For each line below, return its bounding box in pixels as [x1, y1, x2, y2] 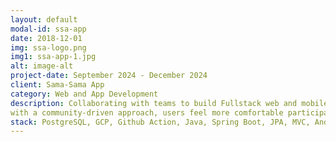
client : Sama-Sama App [10, 80, 105, 90]
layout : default [10, 14, 78, 25]
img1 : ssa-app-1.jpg [10, 52, 97, 62]
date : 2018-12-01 [10, 33, 83, 43]
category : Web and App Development [10, 89, 159, 99]
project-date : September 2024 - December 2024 [10, 71, 208, 81]
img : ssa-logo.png [10, 42, 87, 53]
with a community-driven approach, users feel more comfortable [10, 107, 284, 118]
